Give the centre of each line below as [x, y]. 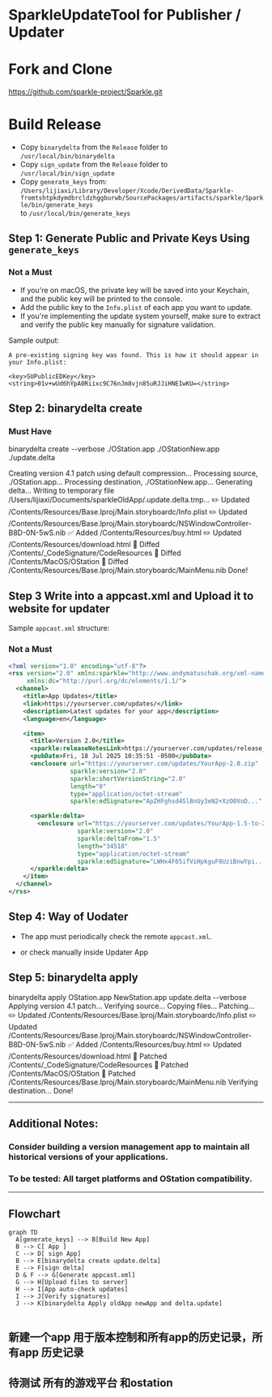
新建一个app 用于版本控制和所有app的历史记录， [130, 1337]
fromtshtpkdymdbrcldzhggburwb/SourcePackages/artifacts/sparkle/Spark [142, 198]
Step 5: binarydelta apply [74, 978]
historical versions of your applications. [88, 1157]
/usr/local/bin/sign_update [67, 174]
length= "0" [88, 786]
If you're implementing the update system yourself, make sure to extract [140, 316]
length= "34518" [103, 846]
